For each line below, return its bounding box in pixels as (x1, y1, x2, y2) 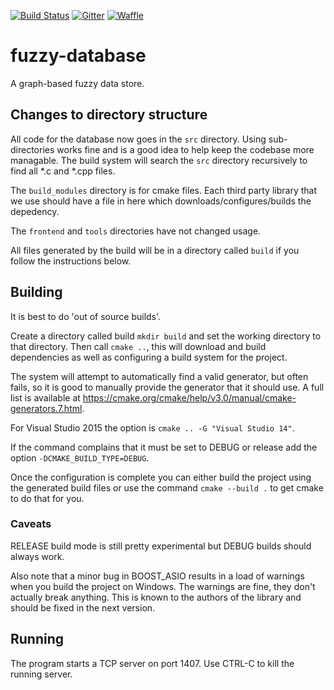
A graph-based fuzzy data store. (10, 77, 145, 89)
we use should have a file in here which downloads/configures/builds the (10, 195, 312, 207)
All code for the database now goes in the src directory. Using (10, 133, 267, 145)
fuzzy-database (10, 45, 147, 67)
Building (10, 284, 63, 301)
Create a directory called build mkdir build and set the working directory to (10, 330, 322, 342)
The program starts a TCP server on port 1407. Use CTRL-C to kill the (10, 657, 295, 669)
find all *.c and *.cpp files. (10, 165, 116, 177)
